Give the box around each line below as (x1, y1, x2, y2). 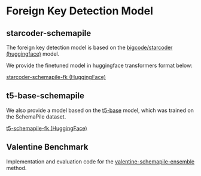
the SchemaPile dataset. (6, 113, 66, 120)
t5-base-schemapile (6, 91, 85, 101)
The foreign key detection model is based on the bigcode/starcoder (6, 44, 173, 51)
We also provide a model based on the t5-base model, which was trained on (6, 107, 194, 114)
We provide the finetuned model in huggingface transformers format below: (6, 62, 193, 69)
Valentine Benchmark (6, 142, 89, 152)
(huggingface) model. (6, 50, 60, 57)
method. (6, 164, 27, 171)
